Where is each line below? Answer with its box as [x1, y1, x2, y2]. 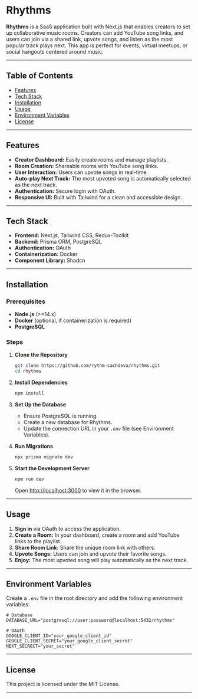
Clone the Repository [14, 352, 68, 359]
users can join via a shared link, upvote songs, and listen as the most [6, 35, 173, 42]
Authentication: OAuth [14, 244, 71, 251]
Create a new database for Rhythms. [23, 418, 113, 425]
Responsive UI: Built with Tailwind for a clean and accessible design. [14, 193, 183, 201]
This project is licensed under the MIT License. [6, 681, 120, 688]
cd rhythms [14, 368, 42, 375]
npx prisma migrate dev [14, 454, 74, 460]
